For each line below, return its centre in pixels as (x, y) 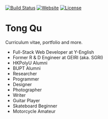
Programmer (26, 79)
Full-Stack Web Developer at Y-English (53, 52)
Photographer (27, 90)
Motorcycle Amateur (34, 111)
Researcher (25, 73)
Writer (19, 95)
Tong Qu (24, 28)
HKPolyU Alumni (30, 63)
